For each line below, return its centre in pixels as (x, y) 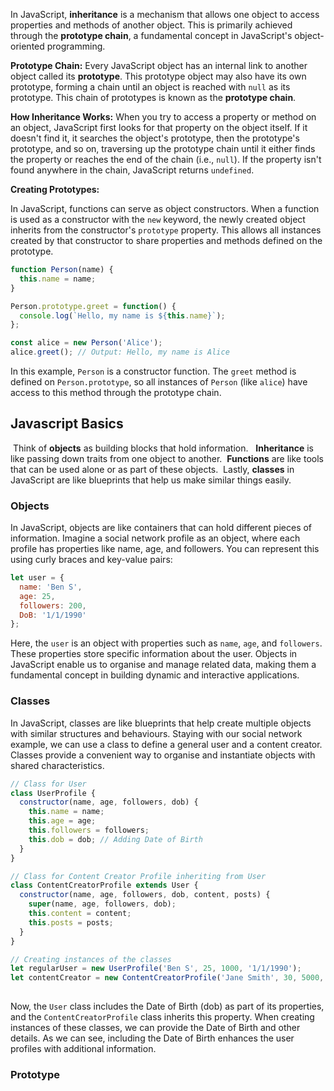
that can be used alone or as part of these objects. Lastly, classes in (152, 469)
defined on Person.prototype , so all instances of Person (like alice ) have (159, 382)
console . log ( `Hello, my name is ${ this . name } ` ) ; (122, 315)
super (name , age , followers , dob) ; (102, 904)
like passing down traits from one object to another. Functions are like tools (167, 458)
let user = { (37, 578)
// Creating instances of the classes (91, 959)
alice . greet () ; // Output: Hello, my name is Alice (120, 352)
